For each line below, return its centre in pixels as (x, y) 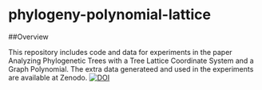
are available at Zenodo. (48, 77)
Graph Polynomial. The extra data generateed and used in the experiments (131, 68)
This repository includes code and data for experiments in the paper (121, 52)
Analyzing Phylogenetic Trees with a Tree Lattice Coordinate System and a (131, 61)
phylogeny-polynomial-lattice (110, 15)
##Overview (29, 37)
